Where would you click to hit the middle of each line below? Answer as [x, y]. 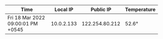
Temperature [140, 9]
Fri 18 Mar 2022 [26, 18]
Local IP [64, 9]
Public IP [101, 9]
